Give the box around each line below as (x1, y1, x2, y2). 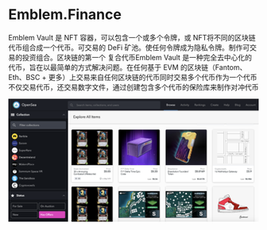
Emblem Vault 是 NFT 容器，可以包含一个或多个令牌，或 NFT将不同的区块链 (8, 33, 256, 42)
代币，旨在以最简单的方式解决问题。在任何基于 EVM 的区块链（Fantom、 (8, 62, 247, 72)
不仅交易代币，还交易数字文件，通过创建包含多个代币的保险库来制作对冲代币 (8, 82, 259, 92)
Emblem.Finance (8, 6, 122, 24)
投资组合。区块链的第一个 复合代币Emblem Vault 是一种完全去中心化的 (21, 52, 253, 62)
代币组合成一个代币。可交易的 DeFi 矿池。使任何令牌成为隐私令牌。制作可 (8, 42, 250, 52)
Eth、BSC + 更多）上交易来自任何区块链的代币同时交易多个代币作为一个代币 (8, 72, 257, 82)
